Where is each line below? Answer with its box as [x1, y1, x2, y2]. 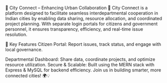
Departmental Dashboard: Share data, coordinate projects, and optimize [5, 56, 155, 62]
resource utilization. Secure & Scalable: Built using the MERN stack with [5, 62, 155, 67]
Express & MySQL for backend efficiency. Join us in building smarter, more [5, 67, 161, 73]
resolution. [5, 32, 28, 37]
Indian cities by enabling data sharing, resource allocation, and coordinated [5, 16, 162, 21]
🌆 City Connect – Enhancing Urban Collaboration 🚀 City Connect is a [5, 5, 148, 11]
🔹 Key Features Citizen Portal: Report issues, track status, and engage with [5, 41, 161, 47]
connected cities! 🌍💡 [5, 73, 50, 78]
